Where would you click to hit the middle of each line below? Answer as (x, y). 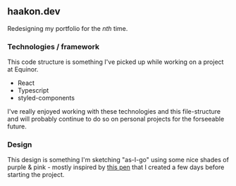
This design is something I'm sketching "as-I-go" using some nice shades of (118, 160)
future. (17, 126)
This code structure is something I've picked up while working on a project (116, 62)
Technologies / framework (54, 46)
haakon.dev (34, 12)
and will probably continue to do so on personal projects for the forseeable (116, 119)
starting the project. (36, 175)
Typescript (33, 91)
